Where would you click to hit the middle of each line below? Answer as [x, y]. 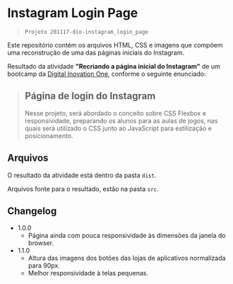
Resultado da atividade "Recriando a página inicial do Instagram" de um [114, 66]
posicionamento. [49, 135]
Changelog [32, 211]
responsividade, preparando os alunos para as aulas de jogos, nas [121, 120]
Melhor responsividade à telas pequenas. [88, 273]
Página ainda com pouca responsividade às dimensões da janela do [127, 236]
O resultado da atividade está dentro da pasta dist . [82, 175]
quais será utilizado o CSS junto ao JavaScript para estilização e [118, 128]
